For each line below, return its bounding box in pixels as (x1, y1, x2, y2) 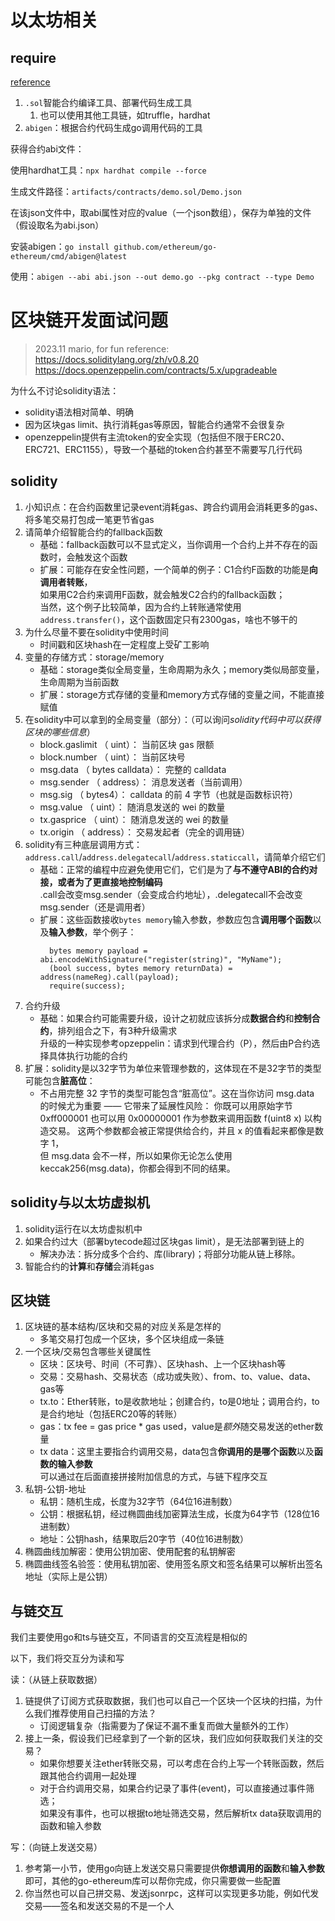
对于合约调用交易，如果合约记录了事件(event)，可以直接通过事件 (39, 1782, 307, 1795)
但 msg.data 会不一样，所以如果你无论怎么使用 (39, 1149, 233, 1161)
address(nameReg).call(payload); (39, 972, 180, 982)
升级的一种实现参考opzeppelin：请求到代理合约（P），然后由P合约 (39, 1037, 312, 1049)
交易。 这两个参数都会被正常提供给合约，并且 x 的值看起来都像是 (48, 1124, 316, 1136)
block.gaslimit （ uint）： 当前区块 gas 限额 (39, 738, 215, 750)
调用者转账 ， (39, 576, 93, 588)
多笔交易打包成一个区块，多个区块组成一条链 (39, 1333, 225, 1345)
